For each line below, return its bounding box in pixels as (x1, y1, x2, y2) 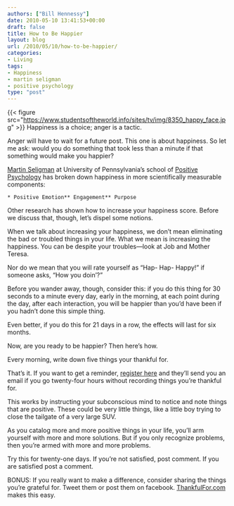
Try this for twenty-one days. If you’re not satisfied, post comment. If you (7, 455, 219, 463)
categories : (7, 50, 42, 57)
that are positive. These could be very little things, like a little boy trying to (7, 405, 221, 414)
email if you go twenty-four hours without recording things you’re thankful (7, 377, 222, 385)
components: (7, 180, 46, 189)
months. (7, 328, 32, 336)
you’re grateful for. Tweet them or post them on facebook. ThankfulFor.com (7, 483, 226, 492)
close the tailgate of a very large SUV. (7, 412, 117, 421)
